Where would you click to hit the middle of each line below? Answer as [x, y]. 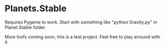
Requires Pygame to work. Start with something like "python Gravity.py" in [81, 22]
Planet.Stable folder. [25, 27]
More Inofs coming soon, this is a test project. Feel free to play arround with [82, 37]
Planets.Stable [36, 9]
